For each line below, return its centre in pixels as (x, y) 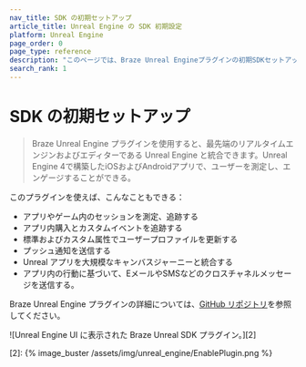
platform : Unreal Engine (56, 35)
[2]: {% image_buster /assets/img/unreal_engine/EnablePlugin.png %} (141, 352)
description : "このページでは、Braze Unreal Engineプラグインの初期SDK (137, 60)
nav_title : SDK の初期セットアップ (71, 18)
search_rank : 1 (38, 69)
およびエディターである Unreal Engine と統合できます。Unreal (172, 155)
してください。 (37, 315)
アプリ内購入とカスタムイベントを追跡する (102, 228)
